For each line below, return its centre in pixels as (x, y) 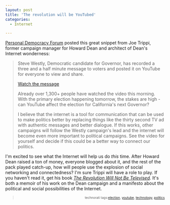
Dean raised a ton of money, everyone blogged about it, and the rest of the (83, 162)
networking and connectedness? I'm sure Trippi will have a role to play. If (81, 173)
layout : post (19, 10)
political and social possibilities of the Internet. (54, 189)
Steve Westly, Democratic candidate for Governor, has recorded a (86, 63)
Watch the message (38, 84)
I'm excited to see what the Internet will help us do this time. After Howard (82, 156)
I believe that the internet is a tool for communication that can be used (91, 114)
